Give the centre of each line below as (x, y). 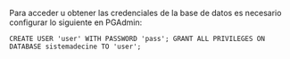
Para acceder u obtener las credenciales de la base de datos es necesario (145, 13)
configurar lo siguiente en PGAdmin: (76, 22)
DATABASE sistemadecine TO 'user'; (75, 46)
